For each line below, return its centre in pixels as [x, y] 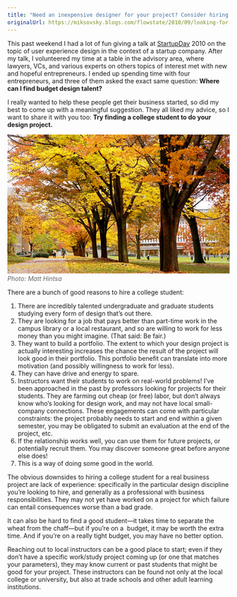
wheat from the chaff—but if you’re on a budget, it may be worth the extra [116, 528]
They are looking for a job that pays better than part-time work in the [117, 320]
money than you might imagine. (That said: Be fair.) [92, 336]
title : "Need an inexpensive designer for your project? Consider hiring [118, 15]
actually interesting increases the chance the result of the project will [118, 351]
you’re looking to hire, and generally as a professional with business [106, 492]
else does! [32, 456]
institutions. [24, 586]
